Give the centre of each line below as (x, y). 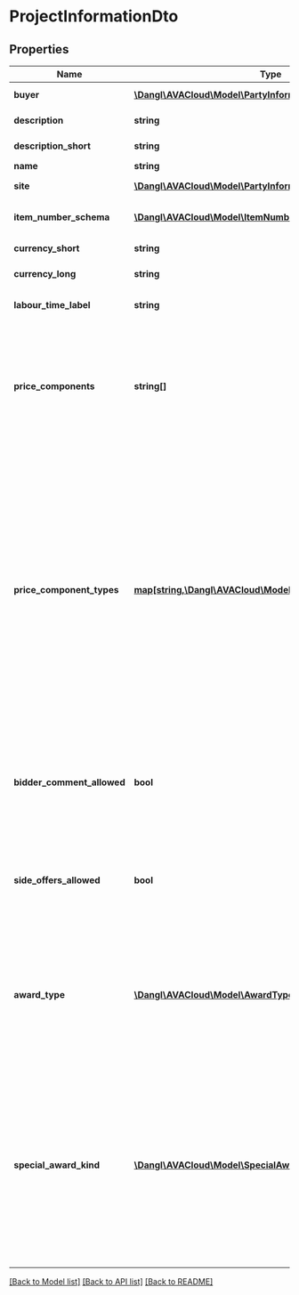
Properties (39, 49)
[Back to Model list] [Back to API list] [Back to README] (111, 1282)
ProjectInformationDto (94, 16)
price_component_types (66, 590)
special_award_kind (57, 1165)
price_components (54, 386)
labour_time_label (52, 305)
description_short (53, 146)
